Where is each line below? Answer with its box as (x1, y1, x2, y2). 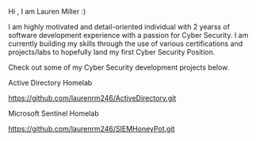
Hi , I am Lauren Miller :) (8, 7, 86, 16)
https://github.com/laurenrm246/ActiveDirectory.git (8, 93, 177, 102)
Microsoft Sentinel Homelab (8, 109, 99, 118)
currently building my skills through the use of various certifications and (8, 39, 243, 48)
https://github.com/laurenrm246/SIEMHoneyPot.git (8, 124, 175, 133)
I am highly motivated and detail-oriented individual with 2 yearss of (8, 22, 231, 31)
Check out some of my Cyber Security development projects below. (8, 63, 230, 72)
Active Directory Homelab (8, 78, 93, 87)
